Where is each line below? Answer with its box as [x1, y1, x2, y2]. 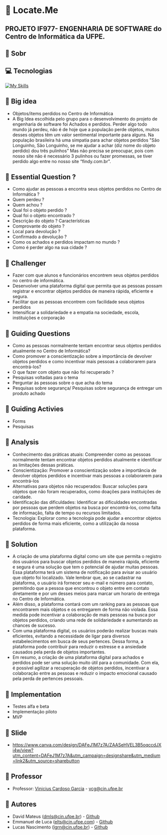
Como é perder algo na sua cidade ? [12, 245, 87, 251]
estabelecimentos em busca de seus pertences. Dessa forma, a [12, 638, 144, 644]
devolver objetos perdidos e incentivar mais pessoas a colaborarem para [12, 472, 163, 478]
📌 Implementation [5, 690, 61, 698]
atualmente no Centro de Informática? [12, 348, 91, 354]
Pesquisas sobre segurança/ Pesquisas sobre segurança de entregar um [12, 385, 162, 391]
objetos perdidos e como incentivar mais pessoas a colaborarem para [12, 359, 156, 365]
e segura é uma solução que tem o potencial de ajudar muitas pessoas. [12, 564, 160, 570]
